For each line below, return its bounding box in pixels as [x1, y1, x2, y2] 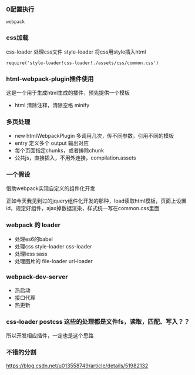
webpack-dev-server [6, 273, 68, 281]
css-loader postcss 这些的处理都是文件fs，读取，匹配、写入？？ [6, 318, 190, 326]
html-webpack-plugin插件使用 [6, 75, 94, 83]
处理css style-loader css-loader [14, 243, 92, 250]
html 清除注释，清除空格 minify [14, 101, 90, 108]
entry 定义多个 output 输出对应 [14, 140, 89, 147]
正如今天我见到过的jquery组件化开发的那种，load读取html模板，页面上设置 [6, 197, 187, 204]
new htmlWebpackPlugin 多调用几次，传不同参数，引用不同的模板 [14, 132, 174, 140]
